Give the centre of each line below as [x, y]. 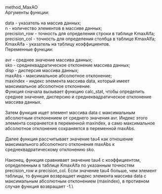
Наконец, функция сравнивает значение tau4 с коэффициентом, [73, 160]
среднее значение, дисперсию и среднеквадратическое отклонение [78, 97]
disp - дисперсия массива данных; [42, 70]
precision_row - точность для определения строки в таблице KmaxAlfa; [80, 33]
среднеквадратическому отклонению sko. [50, 149]
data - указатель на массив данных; [43, 23]
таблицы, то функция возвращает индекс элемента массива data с [76, 176]
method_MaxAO [21, 7]
